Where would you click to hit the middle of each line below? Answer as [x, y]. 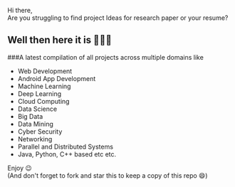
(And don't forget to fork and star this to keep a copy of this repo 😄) [108, 175]
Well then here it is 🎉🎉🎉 [60, 40]
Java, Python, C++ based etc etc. [67, 154]
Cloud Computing [43, 101]
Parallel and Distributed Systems [66, 146]
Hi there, [20, 10]
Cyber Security [40, 132]
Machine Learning [44, 86]
